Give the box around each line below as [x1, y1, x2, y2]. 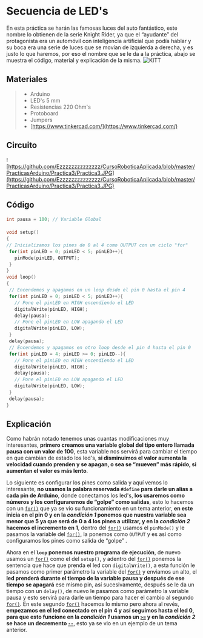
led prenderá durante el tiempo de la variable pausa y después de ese [6, 575, 185, 582]
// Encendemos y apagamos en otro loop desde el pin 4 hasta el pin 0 [8, 344, 191, 350]
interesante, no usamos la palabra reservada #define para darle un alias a [6, 486, 193, 493]
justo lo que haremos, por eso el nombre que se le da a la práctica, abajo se [6, 50, 196, 57]
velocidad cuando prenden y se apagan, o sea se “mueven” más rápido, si [6, 461, 197, 468]
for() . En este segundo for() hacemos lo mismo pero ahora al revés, [6, 600, 180, 608]
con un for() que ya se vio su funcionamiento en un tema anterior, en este [6, 505, 193, 512]
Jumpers [30, 116, 53, 123]
